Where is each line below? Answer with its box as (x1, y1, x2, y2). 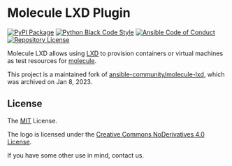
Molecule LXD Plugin (7, 5, 131, 21)
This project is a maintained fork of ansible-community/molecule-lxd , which (7, 70, 225, 78)
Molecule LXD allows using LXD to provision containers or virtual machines (7, 49, 224, 57)
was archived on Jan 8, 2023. (7, 77, 93, 85)
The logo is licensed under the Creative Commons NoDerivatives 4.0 (7, 130, 205, 138)
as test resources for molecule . (7, 56, 96, 64)
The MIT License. (7, 116, 58, 125)
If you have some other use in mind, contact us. (7, 151, 145, 159)
